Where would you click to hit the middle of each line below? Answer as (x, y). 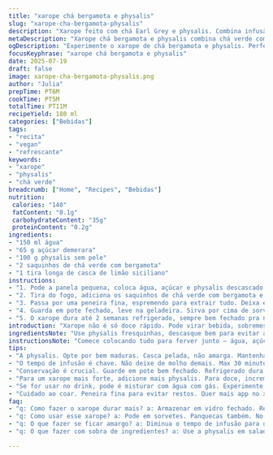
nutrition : (27, 197)
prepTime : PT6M (34, 91)
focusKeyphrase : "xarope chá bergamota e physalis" (97, 54)
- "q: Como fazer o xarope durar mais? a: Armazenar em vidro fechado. (132, 409)
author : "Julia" (36, 84)
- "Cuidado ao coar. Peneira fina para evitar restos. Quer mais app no (134, 394)
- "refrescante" (36, 152)
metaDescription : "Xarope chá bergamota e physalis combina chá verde (130, 39)
